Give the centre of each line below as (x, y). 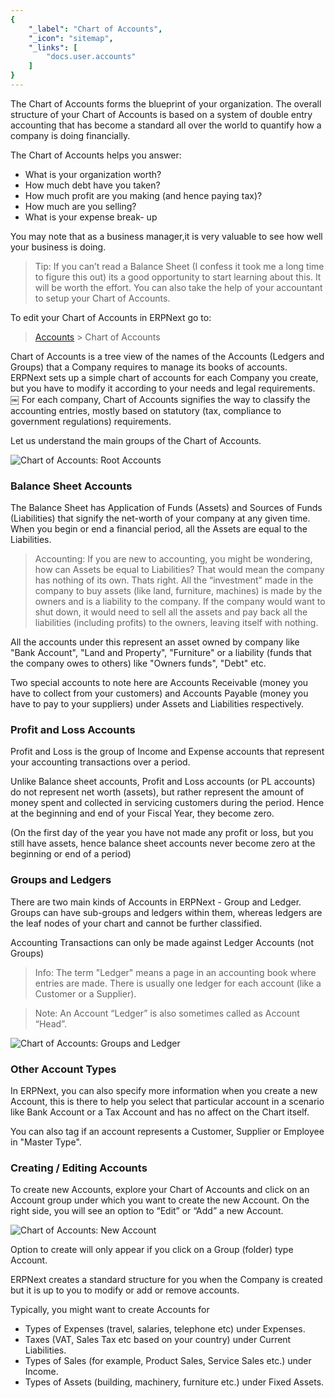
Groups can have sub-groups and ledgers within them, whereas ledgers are (166, 912)
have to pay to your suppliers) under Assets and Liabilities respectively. (157, 704)
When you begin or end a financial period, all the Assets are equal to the (159, 529)
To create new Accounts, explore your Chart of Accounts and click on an (160, 1190)
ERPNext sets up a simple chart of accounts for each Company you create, (164, 377)
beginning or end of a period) (71, 854)
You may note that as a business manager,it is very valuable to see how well (166, 236)
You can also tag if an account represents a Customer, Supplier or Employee (167, 1132)
